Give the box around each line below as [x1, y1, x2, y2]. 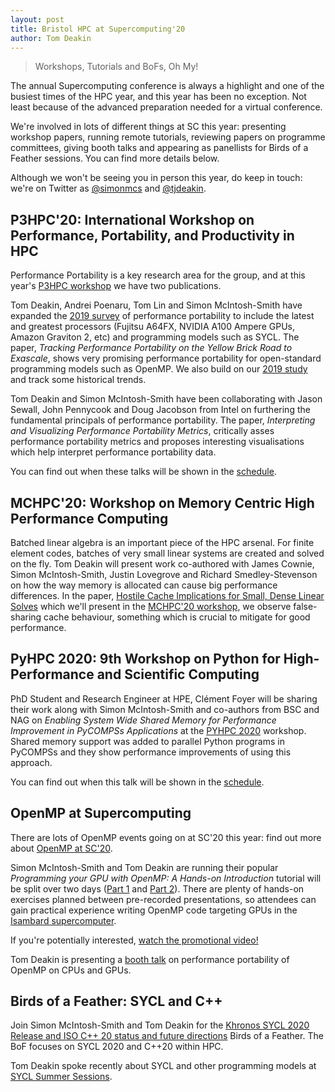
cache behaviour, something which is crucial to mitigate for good [43, 611, 311, 623]
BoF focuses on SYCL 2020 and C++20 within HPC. [10, 1041, 224, 1053]
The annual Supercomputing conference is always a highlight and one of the [10, 80, 325, 92]
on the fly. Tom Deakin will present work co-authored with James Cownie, [10, 558, 315, 570]
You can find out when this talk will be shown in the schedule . [10, 776, 265, 788]
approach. [10, 756, 53, 768]
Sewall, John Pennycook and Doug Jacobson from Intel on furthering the [10, 404, 311, 416]
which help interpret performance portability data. [10, 446, 217, 458]
